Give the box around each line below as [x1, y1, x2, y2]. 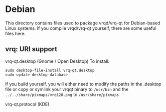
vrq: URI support [5, 45, 57, 53]
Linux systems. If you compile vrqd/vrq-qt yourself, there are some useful [5, 25, 157, 31]
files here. [5, 30, 26, 36]
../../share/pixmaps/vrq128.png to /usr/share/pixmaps [5, 91, 119, 98]
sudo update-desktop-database [5, 72, 68, 77]
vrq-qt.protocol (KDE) [5, 101, 50, 107]
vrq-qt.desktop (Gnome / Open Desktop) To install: [5, 58, 110, 64]
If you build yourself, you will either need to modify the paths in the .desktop [5, 81, 162, 87]
